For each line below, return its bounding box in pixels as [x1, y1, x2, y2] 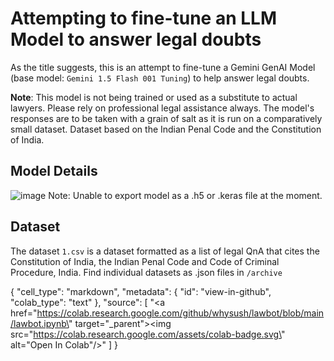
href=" [10, 307, 38, 319]
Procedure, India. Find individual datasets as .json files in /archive [10, 266, 283, 278]
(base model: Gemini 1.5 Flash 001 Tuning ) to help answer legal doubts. [10, 72, 310, 84]
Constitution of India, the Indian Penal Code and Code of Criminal [10, 255, 280, 267]
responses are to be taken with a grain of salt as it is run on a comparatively [10, 112, 323, 124]
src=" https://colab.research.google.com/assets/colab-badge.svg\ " [10, 328, 286, 340]
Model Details [10, 163, 98, 180]
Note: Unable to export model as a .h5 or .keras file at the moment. [48, 189, 323, 201]
